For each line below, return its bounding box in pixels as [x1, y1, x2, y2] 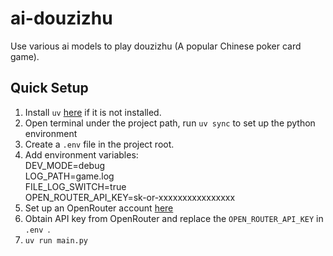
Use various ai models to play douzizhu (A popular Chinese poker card [10, 40, 302, 52]
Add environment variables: [24, 148, 139, 161]
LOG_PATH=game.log [24, 170, 115, 182]
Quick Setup [10, 80, 89, 97]
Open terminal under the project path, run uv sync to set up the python [24, 117, 316, 129]
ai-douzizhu [10, 7, 113, 30]
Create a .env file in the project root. [24, 138, 175, 150]
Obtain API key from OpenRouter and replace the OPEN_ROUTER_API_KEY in [24, 212, 324, 224]
